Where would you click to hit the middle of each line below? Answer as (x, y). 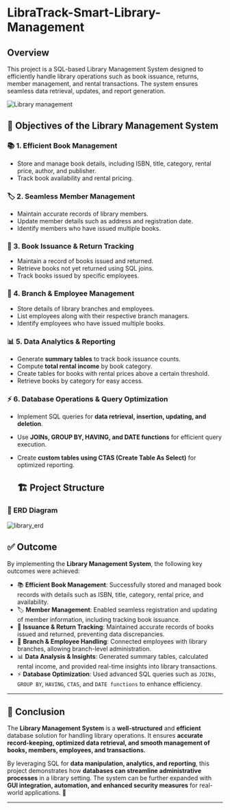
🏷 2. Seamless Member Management (71, 196)
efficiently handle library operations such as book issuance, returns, (103, 76)
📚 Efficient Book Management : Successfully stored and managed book (119, 585)
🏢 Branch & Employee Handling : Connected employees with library (112, 641)
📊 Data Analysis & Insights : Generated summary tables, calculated (113, 656)
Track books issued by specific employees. (78, 275)
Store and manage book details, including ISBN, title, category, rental (114, 164)
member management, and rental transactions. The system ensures (103, 83)
